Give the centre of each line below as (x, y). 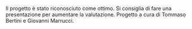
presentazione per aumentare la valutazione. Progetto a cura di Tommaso (96, 14)
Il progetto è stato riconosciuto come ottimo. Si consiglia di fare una (89, 8)
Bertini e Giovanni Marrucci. (40, 21)
